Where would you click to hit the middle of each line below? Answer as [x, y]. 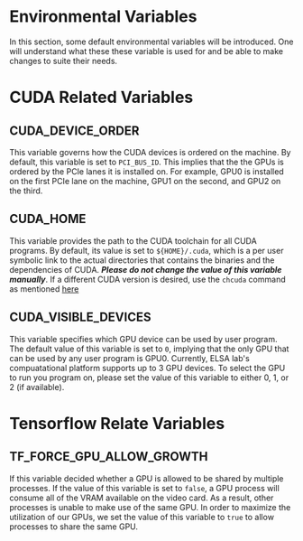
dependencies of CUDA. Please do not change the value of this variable [146, 269]
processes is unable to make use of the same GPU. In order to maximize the [150, 507]
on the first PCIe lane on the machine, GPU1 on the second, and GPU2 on [145, 181]
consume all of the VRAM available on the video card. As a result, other [142, 498]
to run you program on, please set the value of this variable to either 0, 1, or [149, 378]
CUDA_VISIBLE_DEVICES [80, 317]
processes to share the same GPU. [73, 527]
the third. [26, 191]
